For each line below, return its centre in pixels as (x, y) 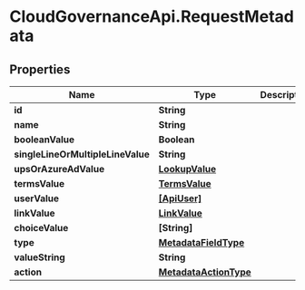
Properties (40, 69)
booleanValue (44, 140)
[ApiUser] (180, 198)
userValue (37, 198)
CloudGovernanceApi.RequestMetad (152, 17)
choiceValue (41, 228)
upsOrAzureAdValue (59, 169)
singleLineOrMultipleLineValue (82, 154)
